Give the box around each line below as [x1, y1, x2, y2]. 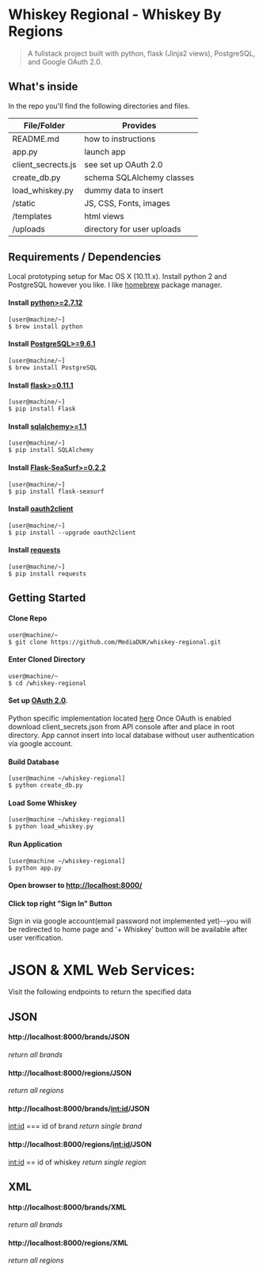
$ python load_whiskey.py [8, 823, 93, 831]
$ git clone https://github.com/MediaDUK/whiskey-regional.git [8, 638, 222, 646]
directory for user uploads [84, 224, 181, 235]
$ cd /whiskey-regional [8, 679, 87, 687]
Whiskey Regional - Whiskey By [8, 6, 222, 24]
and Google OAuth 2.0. [27, 57, 103, 67]
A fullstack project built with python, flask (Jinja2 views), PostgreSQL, [27, 48, 256, 58]
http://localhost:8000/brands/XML [8, 1202, 127, 1212]
